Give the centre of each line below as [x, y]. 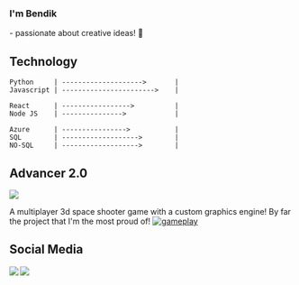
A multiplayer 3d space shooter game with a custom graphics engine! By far [150, 211]
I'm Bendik [33, 14]
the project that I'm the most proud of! [80, 221]
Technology [44, 61]
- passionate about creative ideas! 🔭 [77, 33]
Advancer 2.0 [49, 173]
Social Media [46, 249]
